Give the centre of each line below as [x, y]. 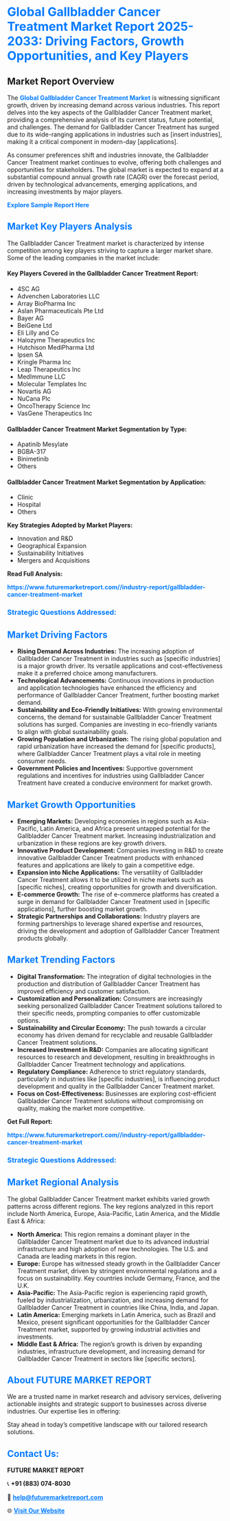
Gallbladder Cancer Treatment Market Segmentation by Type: [97, 429]
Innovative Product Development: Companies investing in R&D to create [120, 850]
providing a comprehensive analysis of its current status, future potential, [111, 120]
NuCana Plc [34, 399]
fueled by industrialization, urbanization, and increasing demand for [113, 1300]
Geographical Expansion [52, 546]
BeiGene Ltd [35, 326]
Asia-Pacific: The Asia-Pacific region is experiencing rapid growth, [112, 1292]
